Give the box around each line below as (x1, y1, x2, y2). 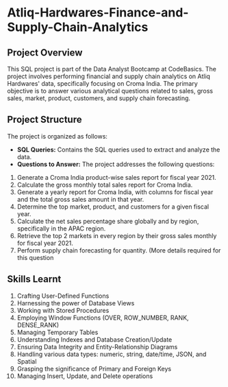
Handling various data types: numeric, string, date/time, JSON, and (16, 350, 207, 358)
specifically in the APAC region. (16, 224, 106, 233)
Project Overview (7, 47, 83, 58)
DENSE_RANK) (16, 320, 60, 329)
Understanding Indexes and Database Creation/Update (16, 335, 173, 344)
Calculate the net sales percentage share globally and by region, (16, 217, 199, 225)
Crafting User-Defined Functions (16, 292, 110, 300)
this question (16, 253, 54, 261)
